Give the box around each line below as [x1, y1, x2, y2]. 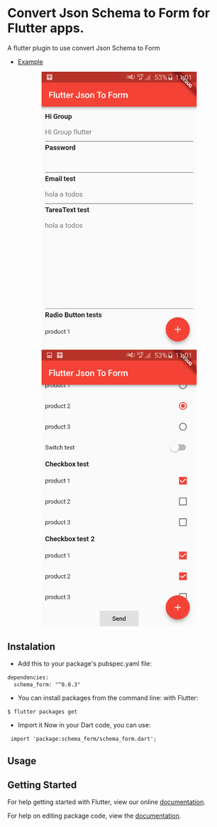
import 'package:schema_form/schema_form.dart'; [10, 735, 157, 743]
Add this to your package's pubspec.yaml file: [17, 660, 152, 668]
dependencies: [7, 674, 50, 681]
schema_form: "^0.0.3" [13, 681, 81, 688]
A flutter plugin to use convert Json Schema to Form [7, 43, 161, 52]
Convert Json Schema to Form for [7, 5, 211, 21]
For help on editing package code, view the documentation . [7, 811, 182, 820]
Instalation [7, 641, 55, 653]
